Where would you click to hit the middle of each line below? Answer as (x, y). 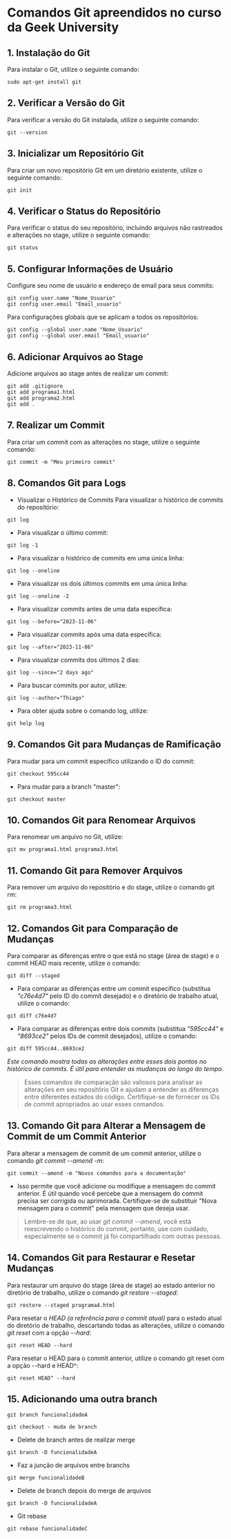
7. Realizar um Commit (56, 425)
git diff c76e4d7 (32, 1016)
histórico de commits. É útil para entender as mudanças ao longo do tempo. (115, 1068)
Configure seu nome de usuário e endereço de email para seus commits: (111, 286)
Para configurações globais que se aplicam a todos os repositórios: (103, 317)
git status (23, 248)
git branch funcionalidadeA (48, 1415)
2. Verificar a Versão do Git (66, 103)
